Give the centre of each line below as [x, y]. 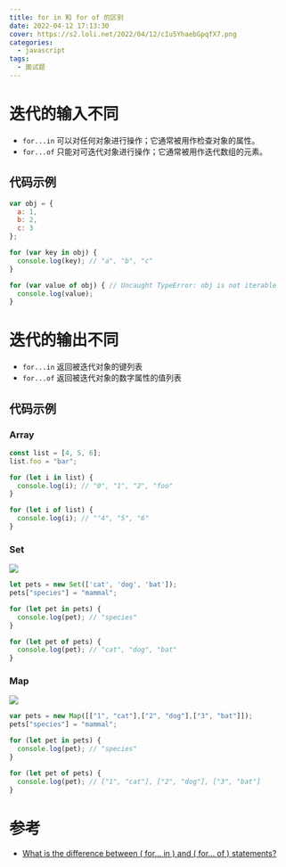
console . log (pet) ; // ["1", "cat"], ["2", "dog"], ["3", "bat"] [139, 781]
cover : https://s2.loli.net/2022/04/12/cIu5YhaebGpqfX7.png [123, 34]
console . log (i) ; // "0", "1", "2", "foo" [95, 486]
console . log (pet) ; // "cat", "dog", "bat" [97, 650]
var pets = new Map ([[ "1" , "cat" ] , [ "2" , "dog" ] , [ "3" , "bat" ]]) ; [131, 716]
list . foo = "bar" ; [43, 461]
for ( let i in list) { [51, 478]
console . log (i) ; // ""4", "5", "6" [83, 519]
